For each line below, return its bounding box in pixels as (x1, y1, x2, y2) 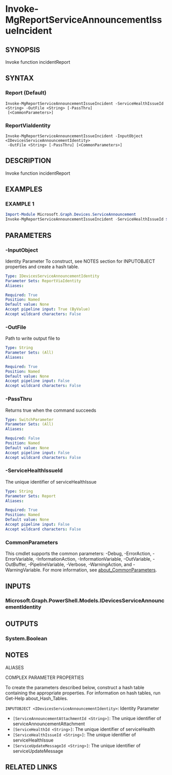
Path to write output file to (5, 335, 60, 342)
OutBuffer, (5, 561, 27, 568)
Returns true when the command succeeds (5, 407, 96, 413)
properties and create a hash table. (5, 263, 79, 270)
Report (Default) (5, 89, 47, 97)
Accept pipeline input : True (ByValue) (5, 307, 91, 312)
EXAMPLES (5, 185, 42, 194)
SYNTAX (5, 74, 34, 83)
